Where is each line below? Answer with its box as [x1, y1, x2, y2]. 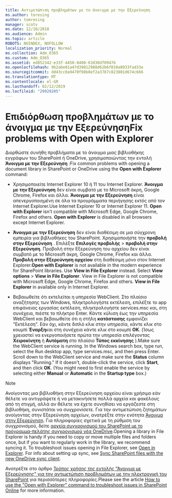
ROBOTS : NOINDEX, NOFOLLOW [5, 41, 63, 46]
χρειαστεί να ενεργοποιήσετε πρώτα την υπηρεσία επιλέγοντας [12, 332, 150, 338]
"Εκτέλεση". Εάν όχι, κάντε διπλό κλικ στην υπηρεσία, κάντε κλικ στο [12, 321, 162, 328]
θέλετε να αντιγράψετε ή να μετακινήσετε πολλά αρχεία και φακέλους [5, 396, 160, 402]
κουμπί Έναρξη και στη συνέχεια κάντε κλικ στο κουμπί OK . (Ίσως [12, 327, 154, 333]
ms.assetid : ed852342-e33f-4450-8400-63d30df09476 [5, 60, 116, 65]
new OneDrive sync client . [5, 455, 61, 462]
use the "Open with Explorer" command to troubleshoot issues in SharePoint [5, 482, 167, 488]
